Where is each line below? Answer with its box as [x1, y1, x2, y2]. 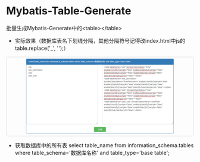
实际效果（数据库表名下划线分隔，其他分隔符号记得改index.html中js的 [14, 37, 186, 44]
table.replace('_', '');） [14, 45, 70, 52]
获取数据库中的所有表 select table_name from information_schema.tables [14, 141, 194, 149]
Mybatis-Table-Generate [6, 4, 132, 18]
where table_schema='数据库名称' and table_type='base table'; [14, 149, 170, 156]
